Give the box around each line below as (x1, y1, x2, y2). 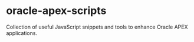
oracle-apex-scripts (6, 4, 107, 17)
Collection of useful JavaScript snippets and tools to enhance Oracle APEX (6, 23, 188, 30)
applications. (6, 29, 37, 36)
